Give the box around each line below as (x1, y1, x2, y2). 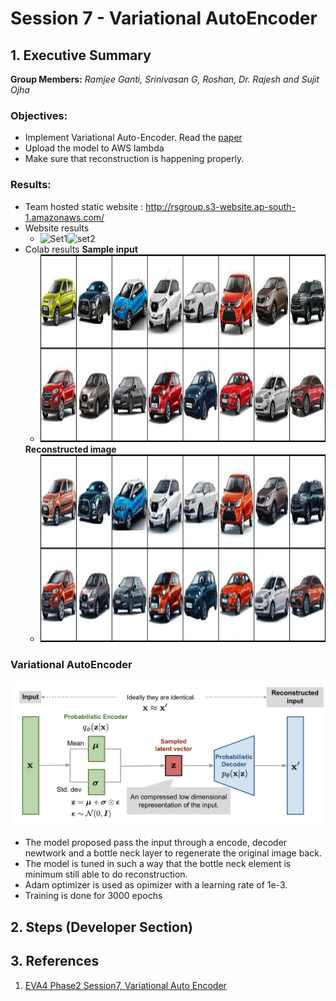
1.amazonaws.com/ (24, 211, 105, 223)
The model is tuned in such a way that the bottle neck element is (24, 858, 292, 870)
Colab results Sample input (24, 243, 138, 255)
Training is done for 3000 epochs (24, 890, 163, 902)
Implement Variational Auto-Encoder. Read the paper (24, 132, 243, 144)
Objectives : (10, 108, 68, 122)
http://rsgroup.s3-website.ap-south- (145, 200, 297, 212)
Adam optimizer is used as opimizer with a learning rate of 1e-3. (24, 879, 288, 891)
